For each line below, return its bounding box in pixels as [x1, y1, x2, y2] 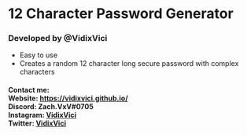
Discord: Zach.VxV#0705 [8, 102, 94, 111]
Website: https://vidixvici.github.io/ [8, 93, 128, 103]
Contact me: [8, 86, 50, 95]
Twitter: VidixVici [8, 119, 67, 128]
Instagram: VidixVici [8, 111, 77, 120]
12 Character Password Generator [8, 5, 234, 23]
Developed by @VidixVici [8, 33, 108, 44]
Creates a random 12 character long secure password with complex [19, 59, 239, 68]
